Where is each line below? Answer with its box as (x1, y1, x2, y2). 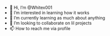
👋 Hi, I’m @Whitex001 (9, 5, 53, 10)
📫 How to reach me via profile (9, 26, 71, 31)
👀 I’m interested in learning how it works (9, 10, 90, 16)
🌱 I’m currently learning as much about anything (9, 15, 105, 20)
